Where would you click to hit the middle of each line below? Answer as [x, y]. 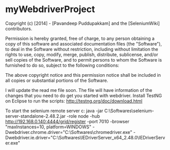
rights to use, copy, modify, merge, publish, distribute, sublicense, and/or [82, 55]
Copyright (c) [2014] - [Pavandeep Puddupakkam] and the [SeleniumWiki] [82, 23]
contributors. [19, 28]
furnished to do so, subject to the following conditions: [62, 65]
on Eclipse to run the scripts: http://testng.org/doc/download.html [74, 101]
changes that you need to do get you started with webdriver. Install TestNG [84, 95]
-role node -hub [83, 116]
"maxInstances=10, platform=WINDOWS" [48, 127]
